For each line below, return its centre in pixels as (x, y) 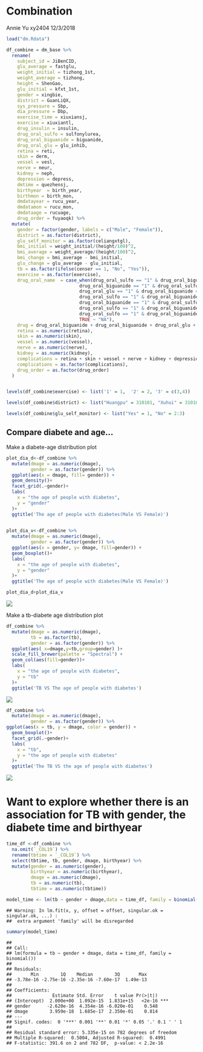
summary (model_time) (32, 932)
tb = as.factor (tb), (56, 637)
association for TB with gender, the (96, 815)
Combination (39, 11)
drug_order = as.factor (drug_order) (63, 370)
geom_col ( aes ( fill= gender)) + (48, 660)
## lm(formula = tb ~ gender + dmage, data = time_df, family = (89, 953)
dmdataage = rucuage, (44, 213)
